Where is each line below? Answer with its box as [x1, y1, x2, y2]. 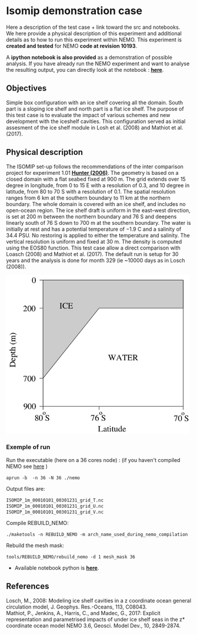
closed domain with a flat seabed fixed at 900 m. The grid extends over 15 [6, 175, 186, 182]
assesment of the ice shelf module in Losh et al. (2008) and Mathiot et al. [6, 124, 183, 131]
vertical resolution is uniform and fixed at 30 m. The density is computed [6, 238, 182, 245]
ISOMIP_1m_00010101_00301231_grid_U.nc [6, 503, 104, 509]
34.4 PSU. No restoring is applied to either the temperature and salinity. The [6, 231, 190, 239]
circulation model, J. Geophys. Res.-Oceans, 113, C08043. [6, 603, 147, 610]
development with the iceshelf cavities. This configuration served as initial [6, 118, 186, 125]
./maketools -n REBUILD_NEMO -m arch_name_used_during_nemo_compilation [6, 531, 188, 537]
